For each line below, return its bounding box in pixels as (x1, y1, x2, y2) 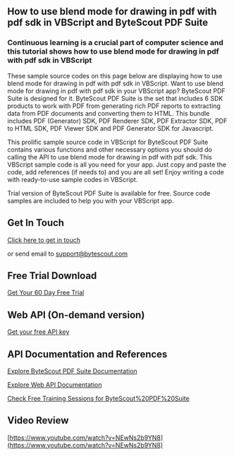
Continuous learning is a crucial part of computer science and (7, 38, 223, 48)
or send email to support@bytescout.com (7, 249, 128, 258)
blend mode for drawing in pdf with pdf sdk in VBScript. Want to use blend (7, 79, 223, 88)
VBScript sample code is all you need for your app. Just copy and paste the (7, 160, 227, 169)
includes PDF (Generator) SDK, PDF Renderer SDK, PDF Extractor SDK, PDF (7, 116, 228, 125)
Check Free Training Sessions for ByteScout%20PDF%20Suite (7, 394, 190, 402)
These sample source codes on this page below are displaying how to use (7, 71, 223, 80)
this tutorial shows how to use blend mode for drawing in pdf (7, 47, 220, 56)
